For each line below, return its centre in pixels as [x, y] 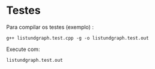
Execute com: [23, 49]
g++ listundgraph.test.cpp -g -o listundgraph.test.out [77, 38]
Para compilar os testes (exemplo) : [50, 27]
